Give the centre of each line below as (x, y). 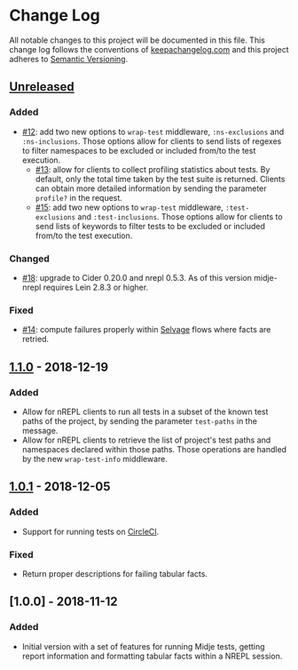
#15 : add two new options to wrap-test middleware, (129, 207)
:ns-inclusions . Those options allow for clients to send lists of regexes (152, 141)
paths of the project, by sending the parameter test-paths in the (139, 421)
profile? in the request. (78, 197)
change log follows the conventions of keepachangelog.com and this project (149, 49)
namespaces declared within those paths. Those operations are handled (154, 449)
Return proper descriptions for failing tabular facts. (115, 573)
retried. (35, 339)
